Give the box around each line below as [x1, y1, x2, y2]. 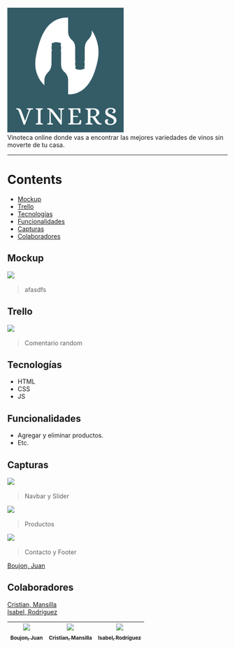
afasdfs [24, 285, 47, 294]
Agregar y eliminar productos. [17, 431, 104, 439]
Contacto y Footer [24, 548, 77, 556]
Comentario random [24, 339, 83, 347]
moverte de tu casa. [7, 141, 65, 149]
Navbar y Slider [24, 492, 70, 500]
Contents [7, 172, 63, 188]
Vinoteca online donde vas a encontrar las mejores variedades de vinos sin [7, 134, 224, 141]
